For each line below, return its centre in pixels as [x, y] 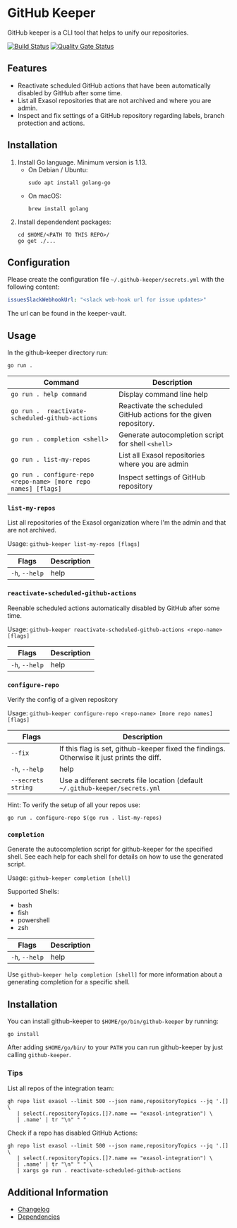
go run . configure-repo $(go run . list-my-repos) [85, 818]
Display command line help [163, 395]
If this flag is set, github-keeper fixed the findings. [142, 749]
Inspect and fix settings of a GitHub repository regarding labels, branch [121, 115]
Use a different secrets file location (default [131, 780]
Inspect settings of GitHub [162, 477]
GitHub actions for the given [165, 415]
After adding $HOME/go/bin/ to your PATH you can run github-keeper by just [115, 1047]
